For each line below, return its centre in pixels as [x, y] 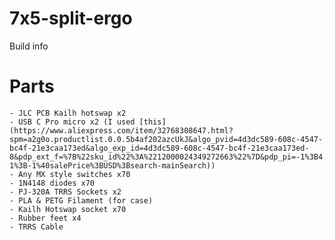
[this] [152, 122]
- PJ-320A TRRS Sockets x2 [65, 192]
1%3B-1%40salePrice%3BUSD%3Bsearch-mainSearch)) [112, 165]
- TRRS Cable [36, 227]
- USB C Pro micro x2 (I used [72, 122]
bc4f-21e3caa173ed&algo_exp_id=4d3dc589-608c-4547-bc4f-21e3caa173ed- [159, 148]
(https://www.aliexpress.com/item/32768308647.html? [121, 130]
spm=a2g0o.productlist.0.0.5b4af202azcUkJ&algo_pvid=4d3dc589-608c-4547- [166, 139]
